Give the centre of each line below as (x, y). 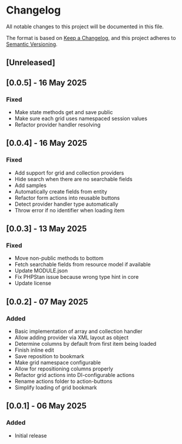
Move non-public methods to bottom (59, 258)
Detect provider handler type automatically (66, 204)
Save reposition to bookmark (49, 356)
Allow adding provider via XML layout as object (72, 338)
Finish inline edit (34, 350)
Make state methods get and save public (64, 112)
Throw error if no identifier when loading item (70, 210)
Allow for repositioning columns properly (64, 369)
